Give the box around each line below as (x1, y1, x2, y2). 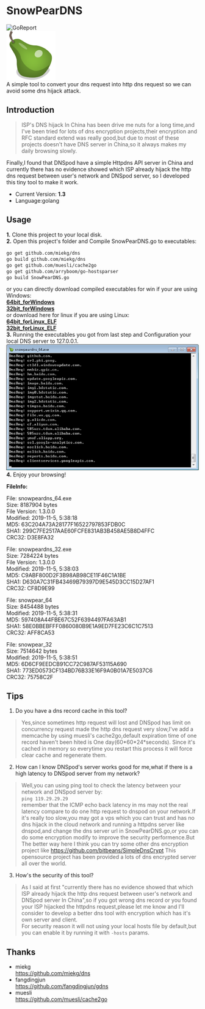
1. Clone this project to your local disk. (6, 231, 103, 238)
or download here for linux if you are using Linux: (6, 311, 130, 318)
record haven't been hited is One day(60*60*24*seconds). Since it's (21, 738, 196, 746)
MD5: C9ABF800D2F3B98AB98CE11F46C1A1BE (6, 571, 126, 579)
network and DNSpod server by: (21, 788, 103, 796)
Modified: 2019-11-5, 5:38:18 (6, 514, 78, 521)
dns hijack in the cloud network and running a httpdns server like (21, 821, 185, 828)
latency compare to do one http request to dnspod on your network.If (21, 808, 196, 815)
